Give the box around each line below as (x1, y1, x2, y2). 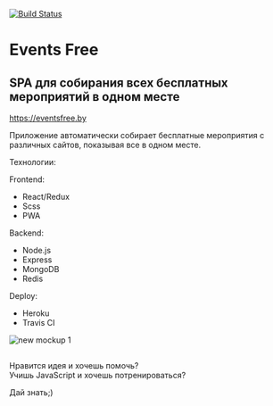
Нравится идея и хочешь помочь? (9, 360, 139, 371)
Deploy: (9, 291, 38, 301)
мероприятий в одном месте (9, 89, 180, 104)
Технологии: (9, 157, 56, 167)
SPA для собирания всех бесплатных (9, 75, 229, 90)
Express (21, 254, 53, 265)
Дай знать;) (9, 387, 54, 398)
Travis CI (21, 318, 55, 327)
